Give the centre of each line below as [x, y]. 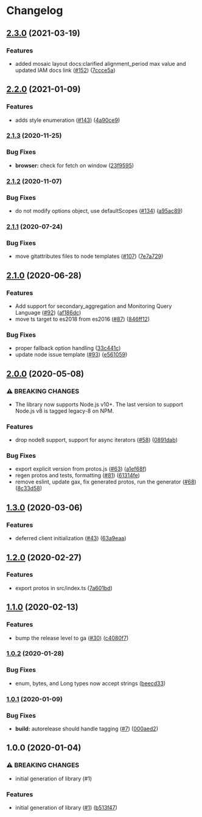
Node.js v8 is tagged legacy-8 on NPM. [64, 411]
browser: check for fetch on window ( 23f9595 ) [75, 165]
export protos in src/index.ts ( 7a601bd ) [64, 588]
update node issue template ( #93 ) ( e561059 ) [71, 355]
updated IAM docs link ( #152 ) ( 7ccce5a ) [65, 70]
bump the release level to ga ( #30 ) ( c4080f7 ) [72, 638]
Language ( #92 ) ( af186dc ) [48, 312]
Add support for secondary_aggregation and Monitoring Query [93, 306]
